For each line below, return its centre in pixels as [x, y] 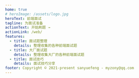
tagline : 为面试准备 [24, 23]
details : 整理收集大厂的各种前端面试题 [49, 55]
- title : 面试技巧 [27, 59]
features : [15, 37]
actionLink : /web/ [24, 32]
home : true [16, 9]
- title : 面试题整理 [29, 41]
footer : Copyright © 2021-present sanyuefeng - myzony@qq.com [69, 68]
